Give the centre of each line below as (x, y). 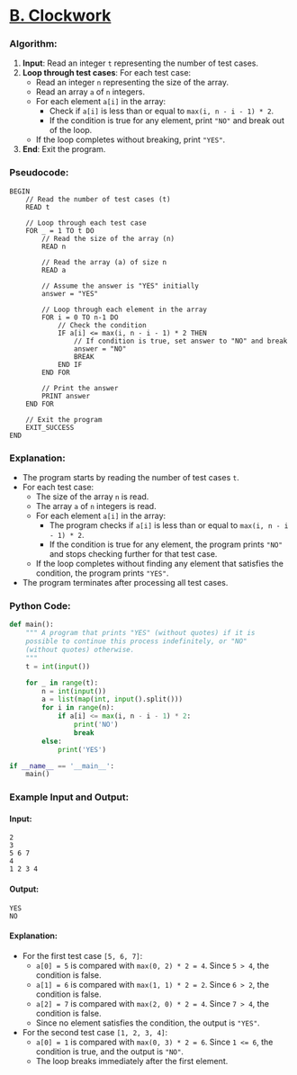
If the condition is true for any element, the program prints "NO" (166, 544)
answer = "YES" (70, 293)
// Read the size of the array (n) (108, 238)
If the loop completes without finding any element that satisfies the (159, 564)
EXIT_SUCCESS (50, 427)
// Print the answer (80, 388)
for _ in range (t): (62, 683)
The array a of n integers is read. (96, 506)
